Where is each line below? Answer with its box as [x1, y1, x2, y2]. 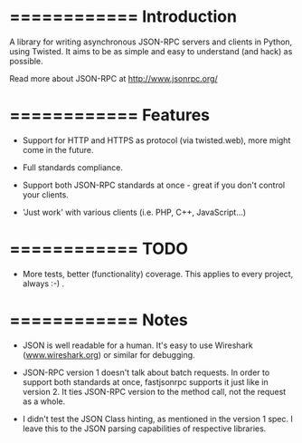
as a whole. [22, 396, 66, 407]
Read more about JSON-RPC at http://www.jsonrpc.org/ [9, 72, 219, 83]
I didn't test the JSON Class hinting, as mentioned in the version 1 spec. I [22, 413, 294, 424]
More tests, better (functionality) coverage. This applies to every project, [22, 268, 294, 279]
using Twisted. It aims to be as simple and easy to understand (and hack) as [9, 45, 293, 56]
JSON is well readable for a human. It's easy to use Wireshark [22, 340, 253, 351]
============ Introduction [9, 6, 238, 27]
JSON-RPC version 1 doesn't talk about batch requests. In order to [22, 367, 270, 378]
